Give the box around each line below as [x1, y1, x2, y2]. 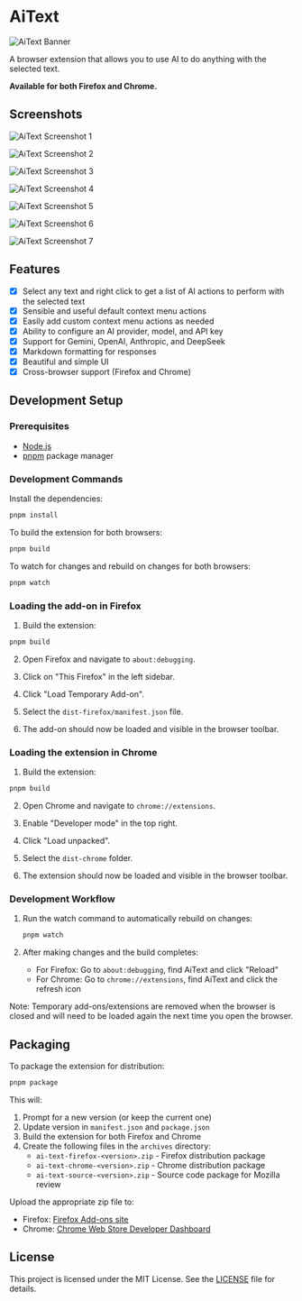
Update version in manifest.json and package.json [22, 1121, 210, 1132]
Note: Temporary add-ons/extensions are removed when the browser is [9, 1001, 276, 1012]
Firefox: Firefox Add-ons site [22, 1214, 129, 1224]
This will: [9, 1094, 42, 1105]
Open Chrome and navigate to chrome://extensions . [22, 801, 216, 811]
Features [9, 261, 60, 277]
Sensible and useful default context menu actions [22, 305, 207, 316]
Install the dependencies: [9, 493, 104, 504]
